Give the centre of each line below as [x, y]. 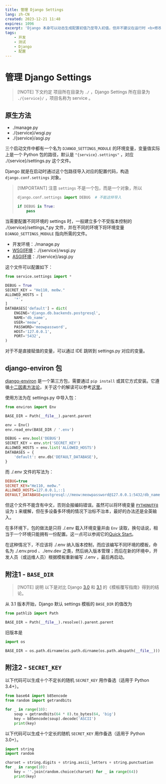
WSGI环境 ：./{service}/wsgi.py [44, 250]
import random [20, 754]
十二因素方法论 [25, 387]
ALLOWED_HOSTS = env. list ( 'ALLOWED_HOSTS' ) [51, 448]
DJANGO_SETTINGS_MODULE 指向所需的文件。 [47, 233]
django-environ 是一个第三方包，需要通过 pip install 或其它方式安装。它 [80, 381]
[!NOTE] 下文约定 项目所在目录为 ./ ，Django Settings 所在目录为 [83, 92]
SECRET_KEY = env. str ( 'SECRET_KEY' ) [43, 443]
